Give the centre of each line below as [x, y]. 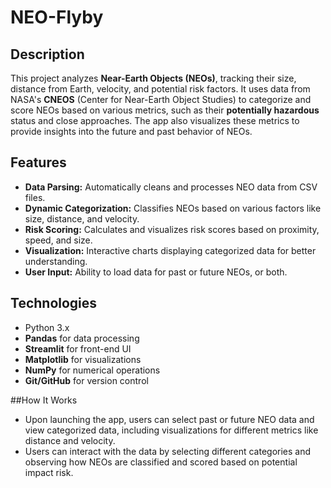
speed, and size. [58, 240]
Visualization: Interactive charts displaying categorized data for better [170, 250]
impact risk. [49, 472]
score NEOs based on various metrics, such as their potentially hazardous [165, 110]
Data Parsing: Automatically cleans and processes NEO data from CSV [171, 187]
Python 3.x [47, 327]
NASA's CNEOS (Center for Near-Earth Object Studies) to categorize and [161, 99]
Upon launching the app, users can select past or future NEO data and [169, 419]
